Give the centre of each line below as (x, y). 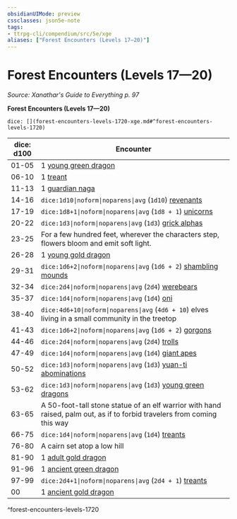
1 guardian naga (68, 188)
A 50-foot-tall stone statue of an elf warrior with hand (131, 406)
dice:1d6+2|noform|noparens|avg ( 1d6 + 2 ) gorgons (126, 330)
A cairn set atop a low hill (83, 446)
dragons (55, 394)
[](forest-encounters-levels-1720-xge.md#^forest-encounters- (119, 122)
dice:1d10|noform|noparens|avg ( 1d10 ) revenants (122, 200)
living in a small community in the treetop (109, 319)
